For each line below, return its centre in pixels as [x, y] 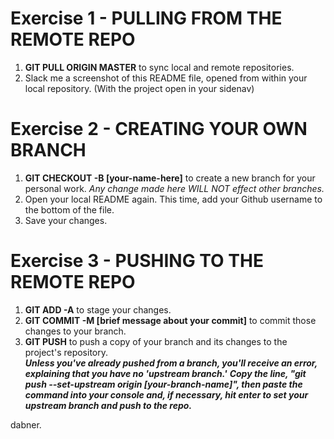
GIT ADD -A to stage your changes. [98, 309]
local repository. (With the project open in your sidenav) [139, 88]
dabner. [26, 424]
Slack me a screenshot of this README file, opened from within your [166, 78]
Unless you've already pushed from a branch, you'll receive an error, [171, 363]
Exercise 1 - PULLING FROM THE [146, 18]
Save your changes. [66, 220]
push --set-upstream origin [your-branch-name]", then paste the [163, 384]
